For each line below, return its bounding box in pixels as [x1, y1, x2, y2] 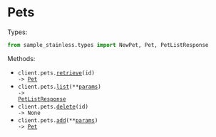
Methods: [7, 54, 36, 62]
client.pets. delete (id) [17, 103, 89, 110]
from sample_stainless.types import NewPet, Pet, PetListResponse [7, 41, 209, 48]
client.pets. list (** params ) [17, 83, 101, 90]
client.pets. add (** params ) [17, 116, 98, 124]
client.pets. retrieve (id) [17, 69, 95, 77]
